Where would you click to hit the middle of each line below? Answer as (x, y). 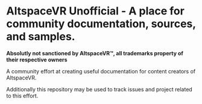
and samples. (41, 37)
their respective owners (37, 60)
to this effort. (22, 96)
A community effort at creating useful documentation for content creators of (101, 71)
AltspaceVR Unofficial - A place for (96, 11)
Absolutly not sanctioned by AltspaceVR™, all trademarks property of (95, 53)
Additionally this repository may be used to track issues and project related (99, 89)
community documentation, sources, (101, 24)
